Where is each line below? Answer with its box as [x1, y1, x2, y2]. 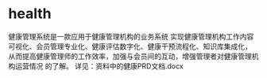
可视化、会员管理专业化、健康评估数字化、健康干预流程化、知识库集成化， [8, 41, 252, 51]
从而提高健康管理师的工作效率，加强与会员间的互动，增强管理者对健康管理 [8, 51, 252, 61]
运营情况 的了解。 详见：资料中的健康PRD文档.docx [14, 61, 184, 71]
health [8, 5, 52, 23]
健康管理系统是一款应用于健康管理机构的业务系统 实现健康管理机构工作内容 [8, 32, 254, 41]
